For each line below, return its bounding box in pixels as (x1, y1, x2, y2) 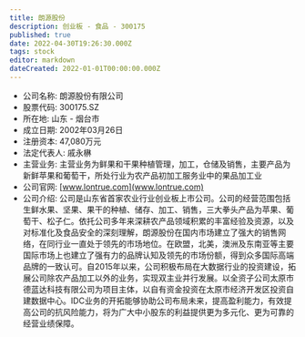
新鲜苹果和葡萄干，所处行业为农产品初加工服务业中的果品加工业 (22, 169, 262, 180)
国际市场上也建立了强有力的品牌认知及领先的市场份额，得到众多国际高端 (22, 250, 294, 260)
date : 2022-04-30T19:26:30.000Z (9, 38, 132, 48)
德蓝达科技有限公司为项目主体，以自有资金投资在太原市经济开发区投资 (22, 283, 287, 294)
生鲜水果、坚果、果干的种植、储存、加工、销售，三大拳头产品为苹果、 (22, 204, 287, 215)
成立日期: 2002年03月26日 (22, 124, 124, 135)
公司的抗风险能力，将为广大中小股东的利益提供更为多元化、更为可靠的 (30, 306, 294, 317)
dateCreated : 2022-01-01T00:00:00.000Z (9, 65, 161, 74)
